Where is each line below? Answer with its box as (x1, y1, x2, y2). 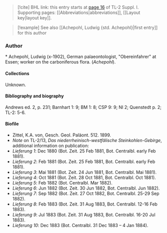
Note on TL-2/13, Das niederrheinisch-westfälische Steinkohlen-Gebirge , (12, 137, 162, 143)
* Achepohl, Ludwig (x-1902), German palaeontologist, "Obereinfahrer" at (5, 53, 157, 59)
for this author (17, 30, 47, 35)
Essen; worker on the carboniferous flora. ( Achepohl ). (5, 59, 116, 65)
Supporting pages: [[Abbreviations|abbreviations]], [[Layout (17, 9, 141, 15)
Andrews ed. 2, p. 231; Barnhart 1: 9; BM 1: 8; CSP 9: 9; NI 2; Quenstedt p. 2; (5, 104, 162, 110)
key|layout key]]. (17, 15, 52, 20)
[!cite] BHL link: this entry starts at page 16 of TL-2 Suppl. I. (17, 4, 139, 10)
